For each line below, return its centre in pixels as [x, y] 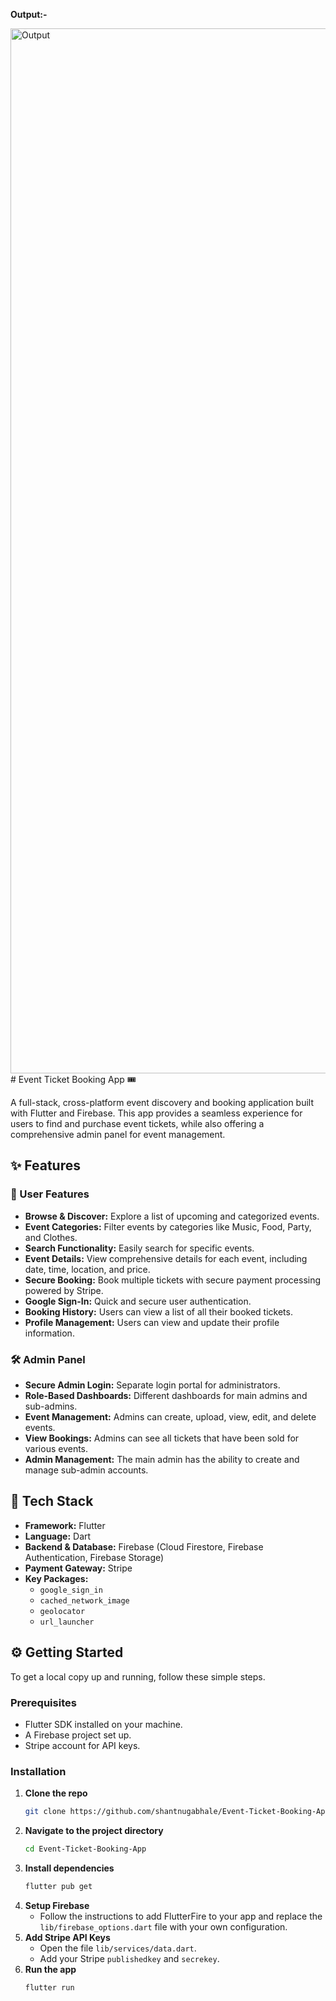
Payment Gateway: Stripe [78, 1568]
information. [49, 1333]
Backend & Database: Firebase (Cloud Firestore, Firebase [144, 1546]
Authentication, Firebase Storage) [94, 1557]
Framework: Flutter [65, 1525]
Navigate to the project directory [94, 1831]
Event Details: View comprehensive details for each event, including [166, 1258]
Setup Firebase [57, 1905]
